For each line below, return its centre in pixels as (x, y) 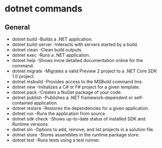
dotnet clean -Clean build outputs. (47, 50)
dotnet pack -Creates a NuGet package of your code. (67, 92)
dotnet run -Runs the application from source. (59, 113)
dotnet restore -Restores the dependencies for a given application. (80, 108)
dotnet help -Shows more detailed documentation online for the (77, 60)
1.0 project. (23, 76)
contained (22, 103)
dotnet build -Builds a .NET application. (52, 39)
